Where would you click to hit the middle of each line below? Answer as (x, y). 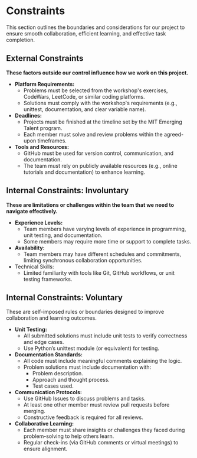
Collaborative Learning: (44, 424)
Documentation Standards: (48, 355)
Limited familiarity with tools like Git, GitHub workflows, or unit (99, 272)
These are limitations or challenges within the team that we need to (90, 204)
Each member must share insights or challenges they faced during (104, 430)
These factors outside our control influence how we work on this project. (97, 73)
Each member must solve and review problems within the (93, 134)
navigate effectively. (32, 211)
